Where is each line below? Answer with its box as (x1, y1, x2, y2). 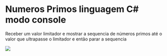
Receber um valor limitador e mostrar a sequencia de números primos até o (5, 30, 162, 36)
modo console (5, 14, 67, 25)
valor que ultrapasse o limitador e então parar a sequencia (5, 36, 127, 42)
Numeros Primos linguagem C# (5, 3, 139, 15)
